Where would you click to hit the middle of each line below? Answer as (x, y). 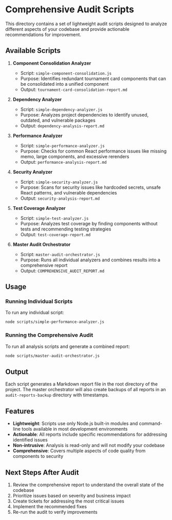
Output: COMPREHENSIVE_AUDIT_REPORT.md (62, 271)
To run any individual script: (35, 313)
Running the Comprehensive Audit (49, 335)
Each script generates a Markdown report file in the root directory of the (82, 384)
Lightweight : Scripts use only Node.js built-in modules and (75, 423)
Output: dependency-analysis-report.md (62, 126)
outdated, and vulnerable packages (58, 120)
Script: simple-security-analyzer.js (59, 182)
